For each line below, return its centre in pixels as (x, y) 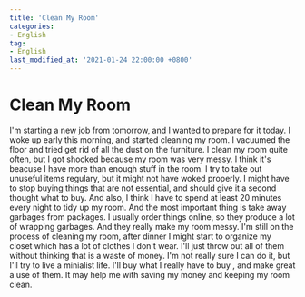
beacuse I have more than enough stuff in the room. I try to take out (136, 168)
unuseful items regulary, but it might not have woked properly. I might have (149, 178)
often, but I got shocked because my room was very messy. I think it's (140, 159)
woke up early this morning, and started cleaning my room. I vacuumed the (150, 139)
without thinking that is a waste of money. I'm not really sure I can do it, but (150, 255)
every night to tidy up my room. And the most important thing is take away (148, 207)
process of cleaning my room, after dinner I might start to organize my (141, 236)
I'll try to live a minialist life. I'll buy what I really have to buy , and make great (152, 265)
